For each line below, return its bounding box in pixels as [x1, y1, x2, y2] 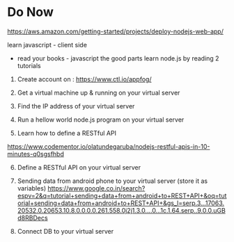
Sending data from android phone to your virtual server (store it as [17, 177, 208, 185]
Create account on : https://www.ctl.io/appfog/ [17, 74, 152, 83]
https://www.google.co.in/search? [47, 184, 146, 192]
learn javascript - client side [7, 40, 87, 49]
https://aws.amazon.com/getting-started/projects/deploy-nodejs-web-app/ [7, 27, 224, 35]
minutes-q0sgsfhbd [7, 150, 65, 158]
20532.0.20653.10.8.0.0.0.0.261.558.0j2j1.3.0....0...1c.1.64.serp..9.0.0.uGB [17, 206, 226, 214]
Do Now [7, 4, 54, 20]
